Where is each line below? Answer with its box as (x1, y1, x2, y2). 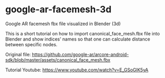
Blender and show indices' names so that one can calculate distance (5, 36, 150, 42)
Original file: (5, 51, 31, 57)
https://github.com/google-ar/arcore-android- (32, 51, 129, 57)
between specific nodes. (5, 41, 58, 47)
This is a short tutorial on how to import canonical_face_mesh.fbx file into (5, 30, 160, 36)
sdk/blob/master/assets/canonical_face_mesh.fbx (5, 56, 111, 63)
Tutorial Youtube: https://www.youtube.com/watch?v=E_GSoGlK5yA (5, 67, 149, 73)
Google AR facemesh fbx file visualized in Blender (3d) (5, 21, 121, 27)
